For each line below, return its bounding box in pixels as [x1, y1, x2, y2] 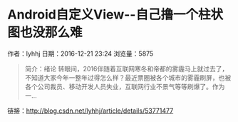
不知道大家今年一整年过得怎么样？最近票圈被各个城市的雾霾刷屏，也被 [24, 73, 232, 82]
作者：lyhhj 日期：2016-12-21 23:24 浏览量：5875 [7, 49, 154, 58]
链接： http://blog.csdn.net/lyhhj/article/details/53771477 [7, 106, 174, 115]
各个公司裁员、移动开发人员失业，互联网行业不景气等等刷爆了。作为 [24, 82, 225, 91]
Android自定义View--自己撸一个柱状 [7, 6, 223, 23]
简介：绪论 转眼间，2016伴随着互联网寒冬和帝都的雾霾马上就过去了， [24, 64, 229, 73]
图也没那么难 [7, 24, 83, 41]
